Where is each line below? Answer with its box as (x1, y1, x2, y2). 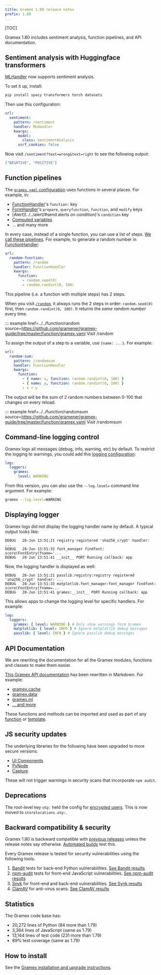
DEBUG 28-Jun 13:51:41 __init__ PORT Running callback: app (5, 555, 133, 560)
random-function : (9, 255, 44, 260)
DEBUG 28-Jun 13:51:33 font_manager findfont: (5, 546, 105, 551)
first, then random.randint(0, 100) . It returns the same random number (5, 306, 146, 312)
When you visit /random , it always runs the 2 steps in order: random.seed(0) (5, 300, 153, 306)
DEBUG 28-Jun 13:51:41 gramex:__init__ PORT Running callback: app (5, 590, 148, 595)
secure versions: (5, 748, 38, 754)
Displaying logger (5, 511, 59, 519)
